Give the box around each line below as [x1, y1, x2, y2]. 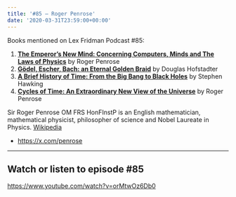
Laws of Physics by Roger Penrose [17, 57, 120, 65]
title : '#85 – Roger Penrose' [7, 10, 96, 18]
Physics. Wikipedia [7, 123, 62, 131]
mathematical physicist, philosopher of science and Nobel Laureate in [7, 115, 209, 123]
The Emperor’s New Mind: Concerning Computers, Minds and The [17, 50, 214, 58]
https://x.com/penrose [17, 136, 83, 144]
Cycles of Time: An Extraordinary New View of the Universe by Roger [17, 87, 223, 95]
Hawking [17, 79, 44, 88]
